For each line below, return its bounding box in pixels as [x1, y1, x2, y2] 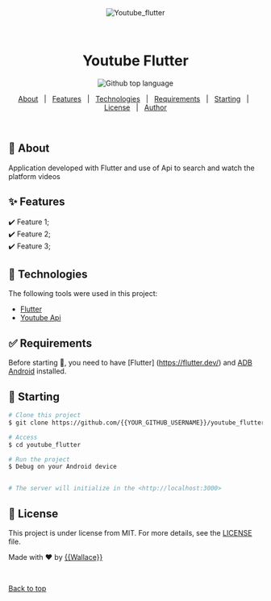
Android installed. [8, 366, 67, 376]
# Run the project [8, 455, 70, 463]
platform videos [8, 171, 60, 181]
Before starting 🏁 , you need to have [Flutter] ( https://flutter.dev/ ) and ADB [8, 358, 252, 368]
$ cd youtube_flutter [8, 440, 81, 449]
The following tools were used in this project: [8, 289, 158, 298]
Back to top [8, 583, 47, 593]
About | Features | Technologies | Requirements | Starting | [18, 94, 249, 103]
